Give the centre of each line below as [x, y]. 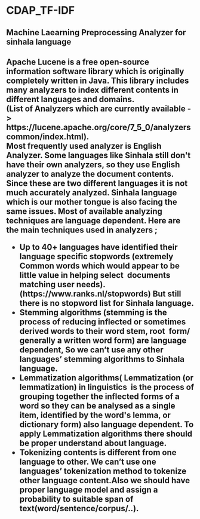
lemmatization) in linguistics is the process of [107, 387]
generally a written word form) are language [103, 340]
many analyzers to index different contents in [93, 90]
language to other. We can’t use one [88, 461]
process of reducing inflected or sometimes [103, 322]
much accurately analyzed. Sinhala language [92, 193]
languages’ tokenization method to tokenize [103, 471]
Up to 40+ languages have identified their [99, 247]
